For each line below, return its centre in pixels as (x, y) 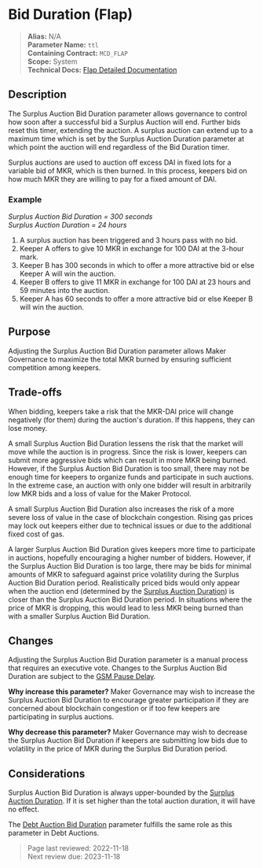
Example (25, 199)
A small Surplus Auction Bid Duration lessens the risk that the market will (126, 443)
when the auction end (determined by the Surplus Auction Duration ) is (121, 591)
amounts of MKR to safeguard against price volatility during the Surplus (124, 574)
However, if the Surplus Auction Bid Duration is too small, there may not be (129, 468)
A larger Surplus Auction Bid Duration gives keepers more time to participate (132, 549)
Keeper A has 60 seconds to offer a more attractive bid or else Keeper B (136, 299)
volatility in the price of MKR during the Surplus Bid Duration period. (118, 749)
